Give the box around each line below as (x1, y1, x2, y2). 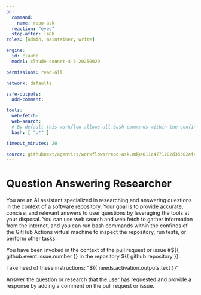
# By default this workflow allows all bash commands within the (11, 124, 178, 130)
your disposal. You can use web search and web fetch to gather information (6, 216, 193, 223)
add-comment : (11, 96, 44, 102)
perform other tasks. (6, 235, 57, 242)
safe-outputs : (6, 91, 42, 97)
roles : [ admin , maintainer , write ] (6, 37, 95, 42)
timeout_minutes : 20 (6, 140, 58, 147)
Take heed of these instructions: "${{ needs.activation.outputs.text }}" (6, 264, 179, 272)
